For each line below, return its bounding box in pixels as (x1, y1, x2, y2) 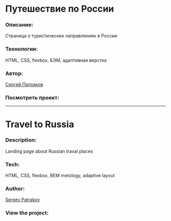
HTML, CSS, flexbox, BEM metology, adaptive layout (5, 173, 115, 179)
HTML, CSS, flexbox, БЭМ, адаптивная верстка (5, 57, 107, 63)
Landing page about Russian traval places (5, 148, 93, 154)
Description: (5, 136, 37, 144)
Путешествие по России (5, 3, 115, 15)
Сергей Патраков (5, 81, 43, 88)
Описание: (5, 21, 34, 29)
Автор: (5, 70, 23, 77)
